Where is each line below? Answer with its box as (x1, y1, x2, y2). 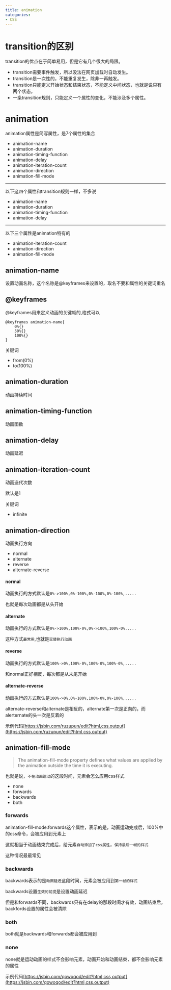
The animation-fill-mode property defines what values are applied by (17, 757, 163, 763)
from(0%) (12, 357, 34, 363)
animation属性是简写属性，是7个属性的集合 (5, 131, 96, 137)
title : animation (5, 7, 42, 13)
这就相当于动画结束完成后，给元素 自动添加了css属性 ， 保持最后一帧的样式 (5, 841, 149, 847)
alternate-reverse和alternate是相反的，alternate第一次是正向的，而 (5, 705, 146, 712)
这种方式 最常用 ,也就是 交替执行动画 (5, 636, 72, 642)
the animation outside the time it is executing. (17, 762, 113, 768)
